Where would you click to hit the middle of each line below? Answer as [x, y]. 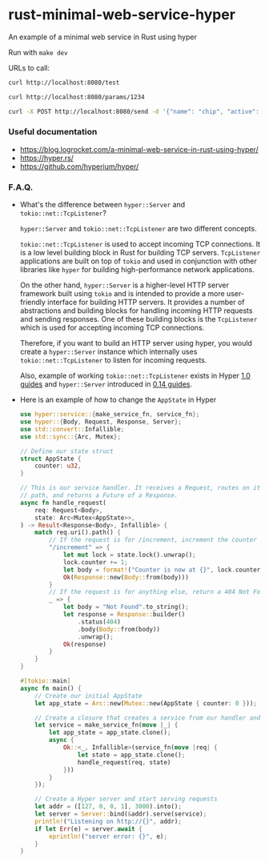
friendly [33, 303]
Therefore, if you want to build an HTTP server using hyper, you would [136, 343]
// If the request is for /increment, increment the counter [153, 540]
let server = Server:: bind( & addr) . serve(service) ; [121, 814]
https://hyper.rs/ [47, 158]
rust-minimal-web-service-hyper [122, 15]
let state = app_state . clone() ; [131, 755]
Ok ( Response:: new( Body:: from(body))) [126, 577]
